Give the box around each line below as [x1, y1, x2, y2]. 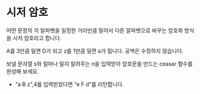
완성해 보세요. [6, 67, 40, 75]
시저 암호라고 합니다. [12, 34, 62, 41]
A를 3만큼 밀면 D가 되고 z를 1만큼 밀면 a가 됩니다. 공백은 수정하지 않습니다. [6, 47, 184, 55]
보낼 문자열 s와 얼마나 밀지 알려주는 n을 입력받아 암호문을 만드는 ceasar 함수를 [6, 60, 193, 67]
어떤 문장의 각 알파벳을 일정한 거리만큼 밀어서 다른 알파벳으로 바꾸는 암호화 [6, 27, 184, 34]
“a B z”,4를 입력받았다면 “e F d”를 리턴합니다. [15, 80, 124, 88]
